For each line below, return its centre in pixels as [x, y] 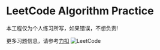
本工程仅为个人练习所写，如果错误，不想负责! [62, 28]
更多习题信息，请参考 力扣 [38, 40]
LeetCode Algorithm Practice [80, 11]
